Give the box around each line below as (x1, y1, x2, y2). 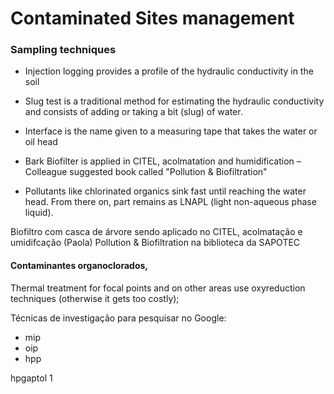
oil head (24, 136, 58, 148)
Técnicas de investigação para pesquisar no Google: (10, 312, 227, 324)
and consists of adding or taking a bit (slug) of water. (24, 106, 243, 118)
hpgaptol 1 (10, 372, 53, 384)
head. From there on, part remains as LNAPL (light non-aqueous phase (24, 196, 317, 208)
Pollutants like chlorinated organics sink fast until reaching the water (24, 185, 307, 197)
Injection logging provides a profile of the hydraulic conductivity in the (24, 65, 314, 77)
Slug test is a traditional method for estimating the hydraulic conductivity (24, 95, 325, 107)
